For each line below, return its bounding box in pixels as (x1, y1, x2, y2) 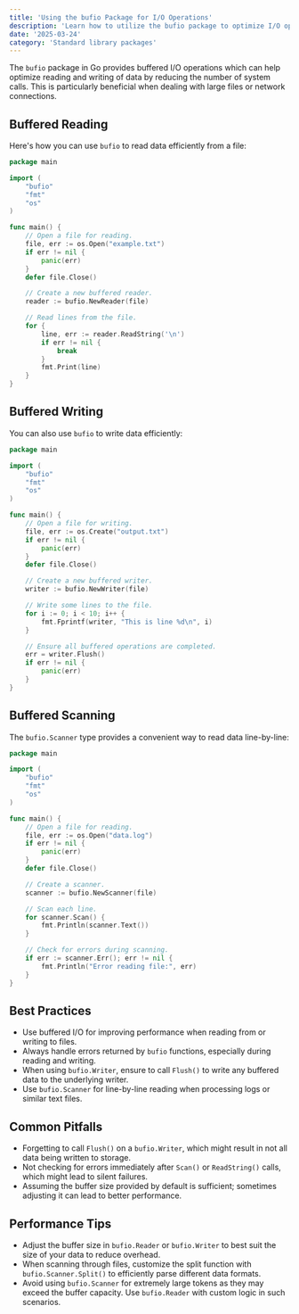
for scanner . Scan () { (25, 913, 105, 921)
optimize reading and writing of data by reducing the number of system (9, 72, 271, 83)
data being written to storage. (21, 1153, 132, 1163)
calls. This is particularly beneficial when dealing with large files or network (9, 81, 286, 92)
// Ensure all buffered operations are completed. (25, 641, 217, 651)
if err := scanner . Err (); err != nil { (25, 954, 174, 963)
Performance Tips (9, 1216, 112, 1231)
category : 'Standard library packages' (9, 37, 158, 47)
